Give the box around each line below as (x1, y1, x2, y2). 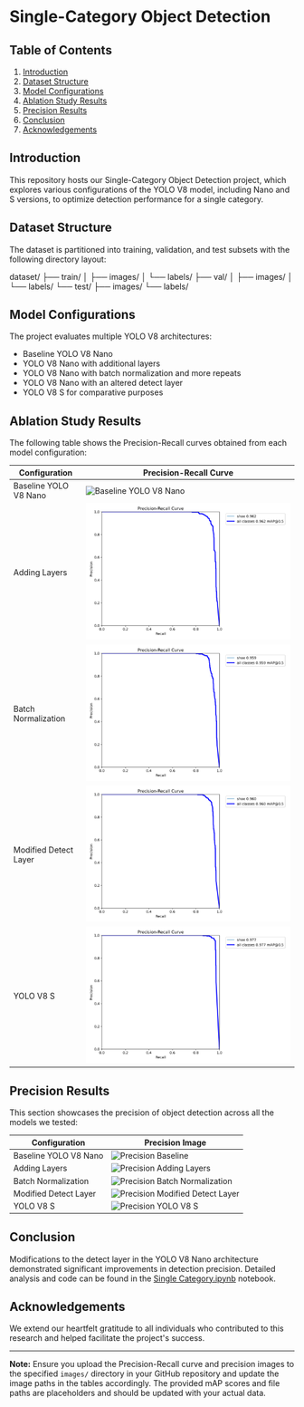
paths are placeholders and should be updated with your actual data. (9, 1388, 267, 1399)
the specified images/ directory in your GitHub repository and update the (9, 1368, 280, 1379)
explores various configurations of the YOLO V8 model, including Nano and (9, 184, 290, 195)
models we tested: (9, 1117, 79, 1128)
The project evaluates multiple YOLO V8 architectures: (9, 331, 213, 342)
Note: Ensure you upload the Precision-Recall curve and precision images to (9, 1359, 295, 1370)
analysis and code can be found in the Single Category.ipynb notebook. (9, 1273, 276, 1284)
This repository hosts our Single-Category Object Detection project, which (9, 174, 287, 185)
